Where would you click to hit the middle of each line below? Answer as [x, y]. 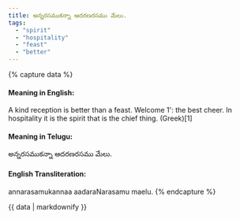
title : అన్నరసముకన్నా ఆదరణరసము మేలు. [67, 15]
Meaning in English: [41, 92]
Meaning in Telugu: [41, 136]
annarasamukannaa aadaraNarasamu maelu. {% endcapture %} [112, 191]
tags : [17, 23]
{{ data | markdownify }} [48, 206]
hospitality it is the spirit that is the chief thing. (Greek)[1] [100, 118]
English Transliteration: [47, 174]
